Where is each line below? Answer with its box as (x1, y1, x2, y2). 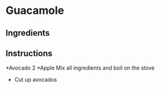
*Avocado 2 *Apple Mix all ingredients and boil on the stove (5, 64, 155, 71)
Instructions (5, 48, 52, 58)
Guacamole (5, 4, 65, 18)
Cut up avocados (14, 76, 57, 84)
